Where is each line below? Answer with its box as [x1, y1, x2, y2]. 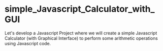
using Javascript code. [4, 40, 51, 46]
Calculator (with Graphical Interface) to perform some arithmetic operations [4, 35, 158, 41]
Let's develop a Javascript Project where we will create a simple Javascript [4, 30, 157, 36]
